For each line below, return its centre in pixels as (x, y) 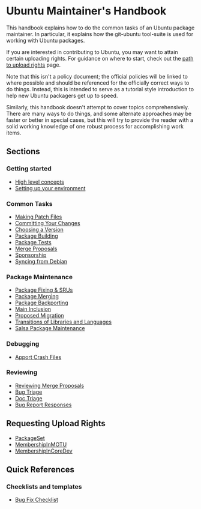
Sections (23, 152)
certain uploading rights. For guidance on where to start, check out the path (100, 58)
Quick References (40, 470)
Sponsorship (31, 255)
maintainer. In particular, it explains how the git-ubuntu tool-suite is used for (100, 34)
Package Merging (37, 297)
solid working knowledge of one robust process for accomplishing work (95, 126)
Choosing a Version (39, 229)
